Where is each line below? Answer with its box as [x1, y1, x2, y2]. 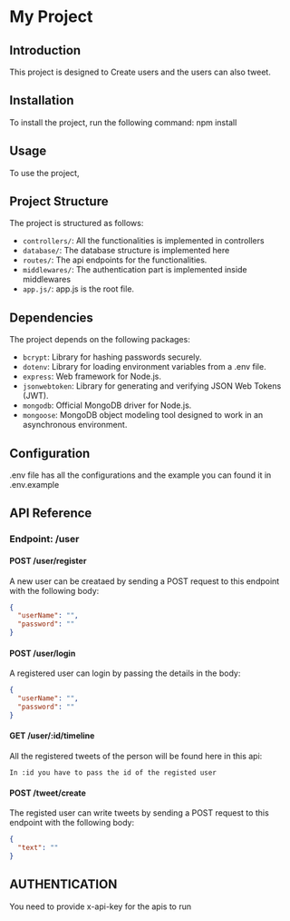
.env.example [9, 480, 60, 490]
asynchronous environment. [22, 420, 128, 431]
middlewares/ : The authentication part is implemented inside [22, 264, 247, 275]
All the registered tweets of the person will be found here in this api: [9, 750, 263, 761]
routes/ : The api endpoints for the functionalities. [22, 254, 208, 265]
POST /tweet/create [9, 787, 86, 798]
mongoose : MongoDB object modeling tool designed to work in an [22, 410, 264, 421]
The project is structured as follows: [9, 218, 144, 229]
